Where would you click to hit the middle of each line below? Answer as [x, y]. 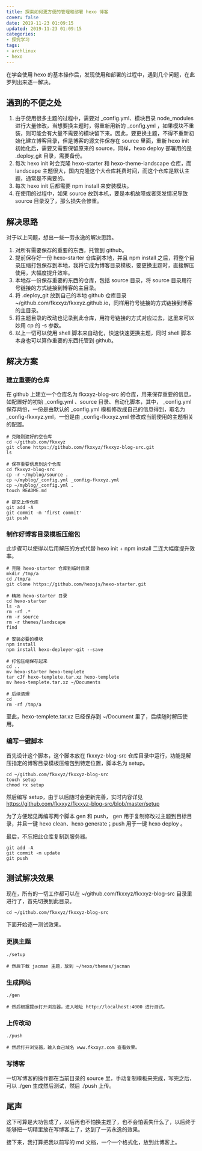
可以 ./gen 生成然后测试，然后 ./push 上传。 [60, 1085]
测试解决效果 [30, 878]
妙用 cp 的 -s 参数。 [39, 326]
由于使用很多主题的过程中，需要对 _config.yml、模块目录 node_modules [104, 119]
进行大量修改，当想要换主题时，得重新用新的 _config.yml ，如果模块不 [102, 126]
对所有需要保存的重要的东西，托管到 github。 [71, 250]
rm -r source [23, 617]
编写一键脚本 [25, 741]
